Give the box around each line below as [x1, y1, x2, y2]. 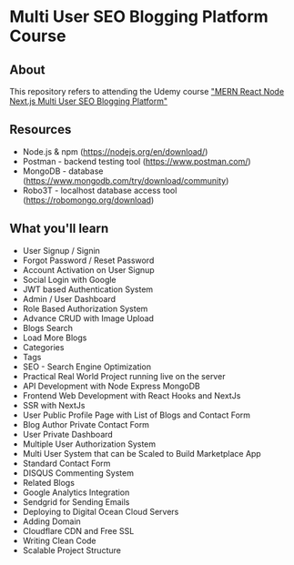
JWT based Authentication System [22, 284, 154, 295]
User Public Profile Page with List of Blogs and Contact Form [22, 409, 251, 420]
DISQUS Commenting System [22, 467, 135, 479]
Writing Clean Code [22, 535, 97, 546]
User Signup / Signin [22, 245, 100, 256]
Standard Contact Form [22, 458, 111, 469]
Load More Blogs [22, 332, 87, 343]
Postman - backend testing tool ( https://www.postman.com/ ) [22, 156, 252, 166]
